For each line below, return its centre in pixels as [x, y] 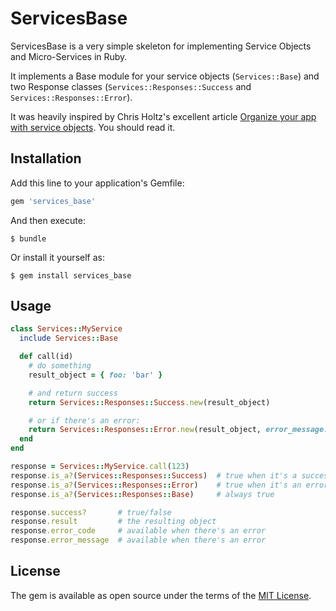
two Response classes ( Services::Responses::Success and [131, 86]
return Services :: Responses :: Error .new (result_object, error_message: [178, 430]
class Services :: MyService [66, 329]
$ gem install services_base [71, 275]
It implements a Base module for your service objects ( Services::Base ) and [165, 76]
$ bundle [28, 238]
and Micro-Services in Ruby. [69, 56]
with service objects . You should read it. [93, 127]
